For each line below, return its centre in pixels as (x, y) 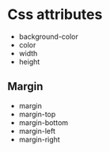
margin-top (37, 114)
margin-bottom (44, 122)
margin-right (39, 139)
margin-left (37, 131)
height (29, 62)
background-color (48, 36)
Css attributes (55, 15)
